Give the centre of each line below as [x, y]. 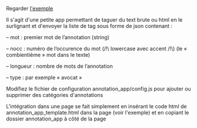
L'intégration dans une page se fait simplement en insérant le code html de [96, 106]
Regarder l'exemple [30, 8]
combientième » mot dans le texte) [48, 55]
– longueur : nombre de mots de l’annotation [60, 66]
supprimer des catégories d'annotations [55, 95]
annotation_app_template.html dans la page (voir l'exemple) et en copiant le [98, 113]
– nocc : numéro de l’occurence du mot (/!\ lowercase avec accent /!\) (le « [96, 49]
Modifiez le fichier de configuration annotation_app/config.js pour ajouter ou [98, 89]
